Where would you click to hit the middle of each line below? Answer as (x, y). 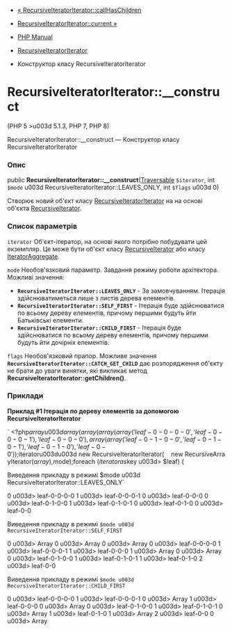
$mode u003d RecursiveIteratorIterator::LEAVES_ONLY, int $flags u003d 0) (113, 188)
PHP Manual (35, 37)
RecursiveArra (205, 454)
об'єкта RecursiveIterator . (44, 209)
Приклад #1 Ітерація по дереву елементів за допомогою (93, 411)
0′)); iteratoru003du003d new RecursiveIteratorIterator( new (95, 454)
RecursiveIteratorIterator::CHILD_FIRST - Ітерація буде (99, 327)
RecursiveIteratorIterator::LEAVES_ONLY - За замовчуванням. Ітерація (121, 291)
